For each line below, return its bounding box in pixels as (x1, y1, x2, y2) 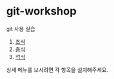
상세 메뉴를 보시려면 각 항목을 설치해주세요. (6, 66, 109, 74)
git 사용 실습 (6, 25, 35, 32)
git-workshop (6, 4, 77, 18)
